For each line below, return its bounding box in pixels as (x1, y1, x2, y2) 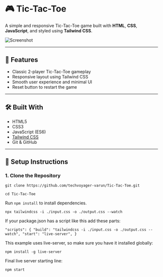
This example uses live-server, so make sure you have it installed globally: (5, 240, 153, 246)
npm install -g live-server (5, 249, 62, 254)
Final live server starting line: (5, 258, 63, 264)
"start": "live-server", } (22, 231, 77, 237)
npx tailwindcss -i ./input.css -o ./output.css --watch (5, 210, 123, 215)
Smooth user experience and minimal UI (12, 79, 92, 85)
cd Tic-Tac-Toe (5, 192, 36, 197)
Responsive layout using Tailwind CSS (12, 74, 89, 79)
